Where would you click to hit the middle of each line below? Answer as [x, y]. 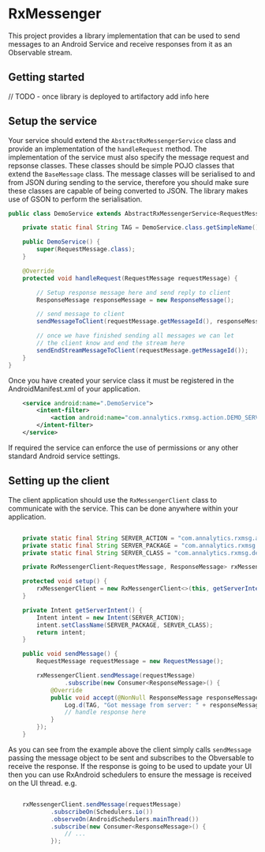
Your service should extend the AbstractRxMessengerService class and [122, 140]
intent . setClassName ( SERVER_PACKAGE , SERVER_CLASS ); [125, 625]
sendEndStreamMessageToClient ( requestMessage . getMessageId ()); [142, 350]
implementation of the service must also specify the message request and [129, 157]
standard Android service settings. [64, 456]
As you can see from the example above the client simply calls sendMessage [130, 749]
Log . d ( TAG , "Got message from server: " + [135, 705]
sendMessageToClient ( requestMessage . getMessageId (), [125, 322]
